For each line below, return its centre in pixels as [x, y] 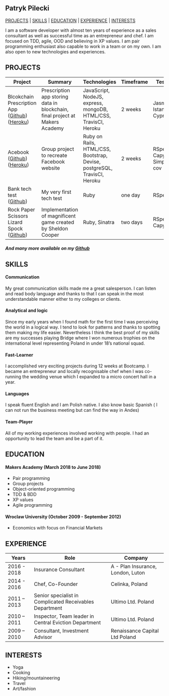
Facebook [53, 162]
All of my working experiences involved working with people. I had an [77, 433]
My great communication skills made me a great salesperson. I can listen [81, 288]
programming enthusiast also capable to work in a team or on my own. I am [83, 46]
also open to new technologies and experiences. [56, 51]
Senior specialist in [56, 596]
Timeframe [135, 82]
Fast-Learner [19, 355]
